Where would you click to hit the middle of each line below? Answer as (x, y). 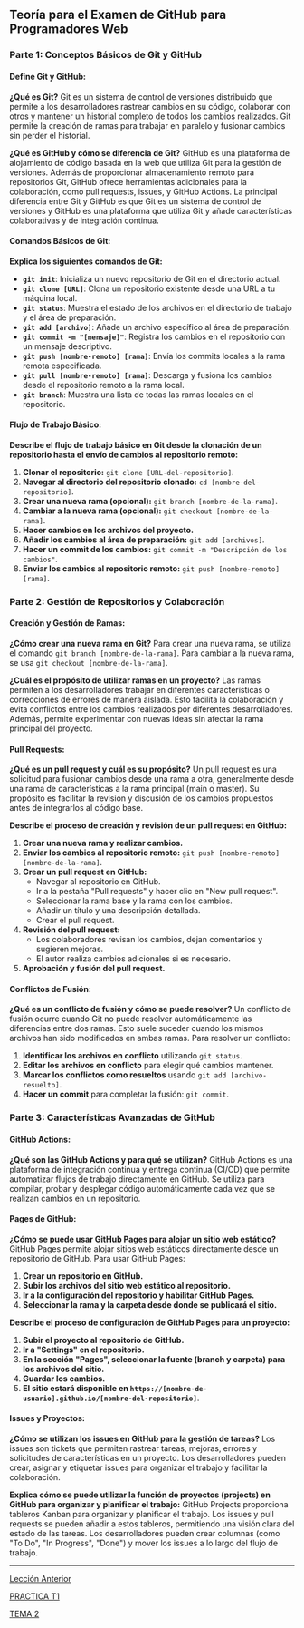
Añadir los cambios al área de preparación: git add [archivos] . (143, 540)
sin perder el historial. (50, 135)
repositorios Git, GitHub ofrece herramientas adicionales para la (128, 181)
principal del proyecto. (51, 728)
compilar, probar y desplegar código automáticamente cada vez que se (142, 1188)
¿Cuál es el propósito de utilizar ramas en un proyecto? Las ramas (135, 680)
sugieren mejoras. (70, 949)
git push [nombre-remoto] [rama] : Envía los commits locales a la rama (154, 356)
